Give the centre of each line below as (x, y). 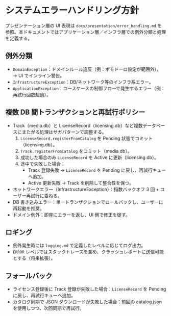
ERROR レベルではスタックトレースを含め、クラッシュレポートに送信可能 (88, 252)
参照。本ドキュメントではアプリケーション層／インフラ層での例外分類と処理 (86, 32)
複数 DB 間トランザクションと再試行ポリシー (75, 112)
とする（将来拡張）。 (34, 258)
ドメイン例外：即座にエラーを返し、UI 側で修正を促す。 (71, 215)
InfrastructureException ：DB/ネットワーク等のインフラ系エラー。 (83, 82)
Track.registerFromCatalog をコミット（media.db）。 (76, 151)
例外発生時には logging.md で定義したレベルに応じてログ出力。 (79, 246)
